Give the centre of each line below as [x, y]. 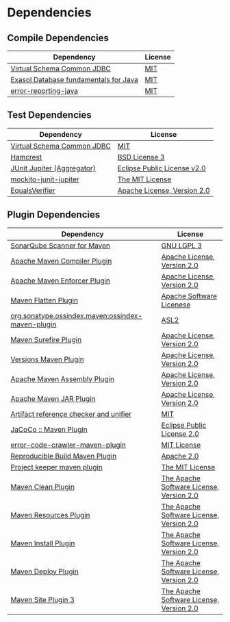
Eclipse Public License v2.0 [162, 168]
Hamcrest [26, 157]
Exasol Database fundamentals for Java [74, 80]
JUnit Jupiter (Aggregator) [53, 168]
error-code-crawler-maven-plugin [68, 445]
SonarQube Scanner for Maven [61, 246]
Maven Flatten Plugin [44, 300]
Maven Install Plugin [43, 543]
